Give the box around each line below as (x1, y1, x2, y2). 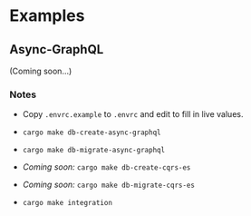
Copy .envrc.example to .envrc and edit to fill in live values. (22, 109, 244, 120)
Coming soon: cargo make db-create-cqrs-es (22, 162, 191, 172)
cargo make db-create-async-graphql (22, 128, 161, 137)
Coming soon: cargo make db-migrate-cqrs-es (22, 179, 195, 191)
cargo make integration (22, 199, 113, 208)
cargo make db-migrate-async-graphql (22, 146, 166, 155)
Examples (9, 5, 85, 26)
